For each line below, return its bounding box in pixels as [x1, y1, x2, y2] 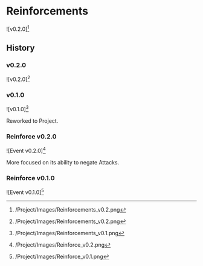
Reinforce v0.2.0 [6, 132, 57, 140]
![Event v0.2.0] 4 [6, 146, 47, 154]
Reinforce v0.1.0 [6, 174, 56, 182]
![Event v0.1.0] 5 [6, 187, 44, 196]
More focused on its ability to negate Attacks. [6, 158, 120, 166]
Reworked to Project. [6, 117, 59, 125]
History [6, 42, 35, 53]
